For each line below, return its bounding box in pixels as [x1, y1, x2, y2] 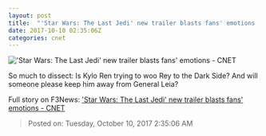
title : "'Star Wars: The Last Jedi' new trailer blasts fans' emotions [8, 19, 256, 27]
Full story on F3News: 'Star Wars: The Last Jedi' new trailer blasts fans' [8, 95, 244, 104]
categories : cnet [8, 33, 66, 42]
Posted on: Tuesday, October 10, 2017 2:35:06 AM [27, 119, 193, 128]
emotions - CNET [8, 103, 66, 113]
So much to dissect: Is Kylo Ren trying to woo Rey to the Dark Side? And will [8, 71, 258, 80]
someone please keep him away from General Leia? [8, 80, 179, 89]
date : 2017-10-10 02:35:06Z [8, 26, 102, 34]
